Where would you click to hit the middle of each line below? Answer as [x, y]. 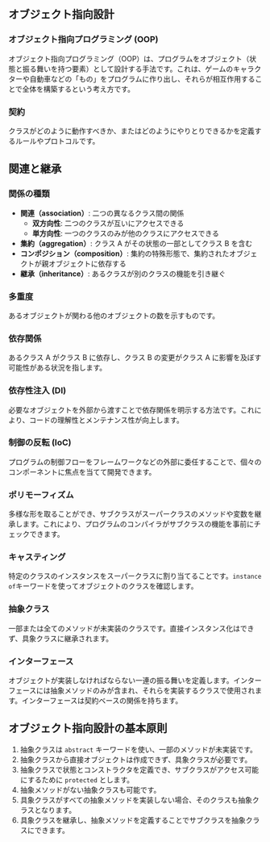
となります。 [55, 810]
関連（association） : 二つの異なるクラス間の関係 [102, 213]
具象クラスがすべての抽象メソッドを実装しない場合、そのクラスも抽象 [136, 800]
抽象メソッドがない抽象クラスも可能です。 [90, 790]
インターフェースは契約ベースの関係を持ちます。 [102, 701]
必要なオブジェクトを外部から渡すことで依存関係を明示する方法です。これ [132, 409]
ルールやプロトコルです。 [57, 140]
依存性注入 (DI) [37, 391]
